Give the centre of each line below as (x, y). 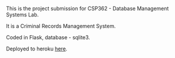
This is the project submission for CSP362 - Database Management (88, 8)
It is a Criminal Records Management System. (61, 26)
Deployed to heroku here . (37, 49)
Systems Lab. (23, 15)
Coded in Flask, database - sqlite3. (48, 37)
